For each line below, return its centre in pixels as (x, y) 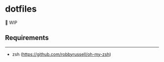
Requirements (27, 38)
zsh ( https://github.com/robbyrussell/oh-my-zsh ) (61, 54)
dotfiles (21, 9)
